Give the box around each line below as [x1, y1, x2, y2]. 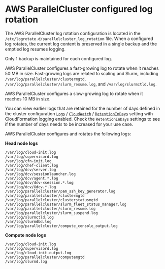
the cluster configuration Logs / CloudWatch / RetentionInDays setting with [5, 110, 153, 117]
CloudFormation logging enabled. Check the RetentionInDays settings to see [5, 116, 160, 122]
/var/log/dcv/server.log [5, 167, 56, 172]
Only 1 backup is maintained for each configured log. [5, 55, 112, 61]
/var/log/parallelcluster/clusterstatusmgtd [5, 197, 98, 202]
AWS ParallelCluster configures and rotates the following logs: [5, 131, 132, 136]
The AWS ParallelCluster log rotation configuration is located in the [5, 30, 141, 36]
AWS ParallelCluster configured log [5, 3, 153, 15]
